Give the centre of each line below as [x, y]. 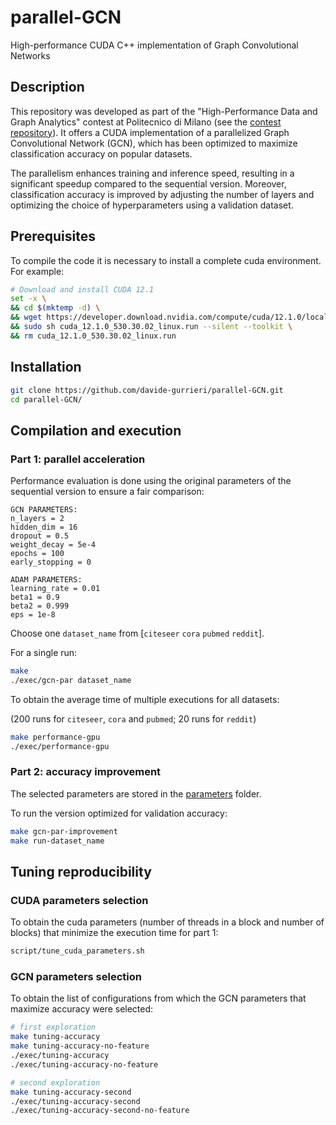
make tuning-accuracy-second [71, 1092]
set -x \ [28, 299]
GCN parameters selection [76, 977]
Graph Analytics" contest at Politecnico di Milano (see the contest [146, 122]
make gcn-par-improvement [64, 831]
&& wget [26, 317]
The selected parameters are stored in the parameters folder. [136, 793]
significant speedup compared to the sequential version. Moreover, [148, 183]
